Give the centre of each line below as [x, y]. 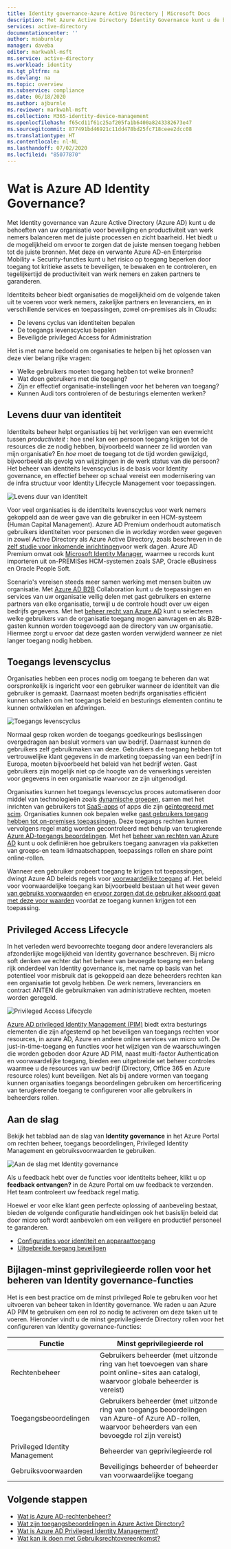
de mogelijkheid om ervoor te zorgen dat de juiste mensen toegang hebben [114, 244]
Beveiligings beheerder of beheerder [159, 1466]
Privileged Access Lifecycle [68, 930]
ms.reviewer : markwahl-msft [47, 110]
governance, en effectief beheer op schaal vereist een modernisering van [111, 475]
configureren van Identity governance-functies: [75, 1326]
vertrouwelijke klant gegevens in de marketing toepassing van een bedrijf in [114, 757]
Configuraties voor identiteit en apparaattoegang [86, 1241]
